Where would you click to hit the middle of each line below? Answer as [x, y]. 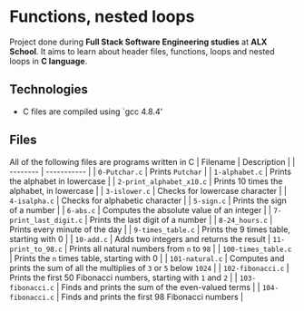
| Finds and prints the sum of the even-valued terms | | [158, 287]
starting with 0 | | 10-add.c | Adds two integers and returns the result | [140, 238]
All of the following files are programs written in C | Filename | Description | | [152, 161]
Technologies [49, 89]
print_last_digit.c [46, 220]
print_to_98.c [36, 249]
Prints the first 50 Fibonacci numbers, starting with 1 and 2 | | [123, 277]
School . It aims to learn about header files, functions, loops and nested [142, 51]
